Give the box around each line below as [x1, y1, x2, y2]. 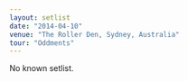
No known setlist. [9, 63, 74, 74]
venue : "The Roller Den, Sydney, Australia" [9, 30, 180, 39]
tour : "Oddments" [9, 38, 75, 48]
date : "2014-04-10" [9, 22, 83, 31]
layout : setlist [9, 13, 70, 22]
